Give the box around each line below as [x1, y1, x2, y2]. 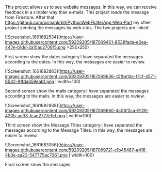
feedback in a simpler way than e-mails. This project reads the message [5, 9, 149, 15]
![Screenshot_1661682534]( [5, 34, 60, 40]
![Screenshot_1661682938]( [5, 103, 60, 108]
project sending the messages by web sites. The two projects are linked [5, 25, 149, 31]
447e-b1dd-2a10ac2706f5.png [5, 45, 66, 50]
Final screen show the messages [5, 162, 71, 167]
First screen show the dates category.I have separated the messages [5, 54, 143, 60]
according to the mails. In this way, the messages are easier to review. [5, 93, 145, 99]
